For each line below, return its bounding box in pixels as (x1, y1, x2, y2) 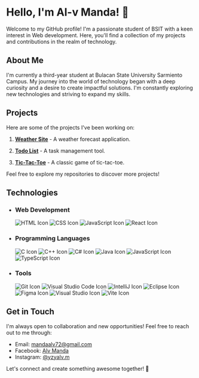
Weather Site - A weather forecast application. (14, 135, 130, 143)
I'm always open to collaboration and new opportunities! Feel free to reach (6, 322, 189, 329)
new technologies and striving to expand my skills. (6, 90, 130, 98)
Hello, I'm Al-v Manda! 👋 (6, 5, 129, 19)
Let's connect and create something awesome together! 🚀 (6, 365, 149, 372)
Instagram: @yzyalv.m (14, 353, 70, 361)
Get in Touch (6, 307, 55, 317)
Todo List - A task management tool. (14, 147, 106, 154)
